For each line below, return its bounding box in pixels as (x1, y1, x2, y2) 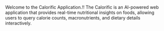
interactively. (5, 20, 32, 26)
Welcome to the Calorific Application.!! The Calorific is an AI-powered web (5, 4, 159, 10)
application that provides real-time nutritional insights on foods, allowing (5, 9, 154, 15)
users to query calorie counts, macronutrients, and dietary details (5, 15, 140, 20)
